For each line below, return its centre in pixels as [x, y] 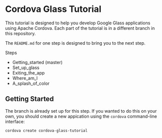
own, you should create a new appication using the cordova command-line [81, 116]
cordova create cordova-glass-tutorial [46, 131]
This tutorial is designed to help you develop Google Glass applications [78, 23]
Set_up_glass [26, 68]
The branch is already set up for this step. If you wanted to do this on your [81, 111]
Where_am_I [25, 78]
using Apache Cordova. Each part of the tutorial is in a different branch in [80, 28]
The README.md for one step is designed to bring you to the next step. [75, 43]
